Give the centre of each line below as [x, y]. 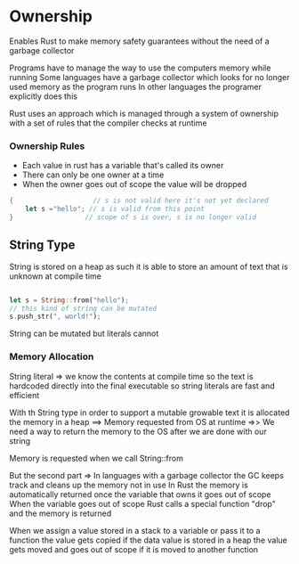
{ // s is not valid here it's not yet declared [139, 201]
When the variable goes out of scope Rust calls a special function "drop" [142, 503]
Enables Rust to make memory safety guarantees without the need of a [139, 41]
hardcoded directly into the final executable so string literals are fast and [142, 386]
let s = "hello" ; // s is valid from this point [115, 209]
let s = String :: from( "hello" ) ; [69, 300]
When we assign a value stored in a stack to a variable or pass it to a [135, 530]
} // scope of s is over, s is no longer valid [133, 217]
